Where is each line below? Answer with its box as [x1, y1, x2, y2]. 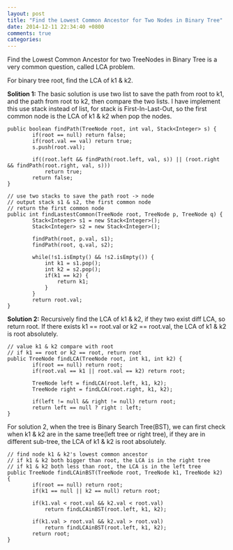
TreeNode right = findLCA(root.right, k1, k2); [32, 386, 173, 393]
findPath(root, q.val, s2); [32, 241, 114, 248]
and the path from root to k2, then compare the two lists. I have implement [7, 97, 221, 105]
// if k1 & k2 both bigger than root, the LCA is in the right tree [7, 457, 211, 464]
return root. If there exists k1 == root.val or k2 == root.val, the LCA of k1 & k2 [7, 322, 227, 331]
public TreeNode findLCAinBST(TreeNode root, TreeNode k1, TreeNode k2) [7, 469, 223, 477]
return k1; [57, 278, 89, 285]
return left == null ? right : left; [32, 404, 142, 412]
